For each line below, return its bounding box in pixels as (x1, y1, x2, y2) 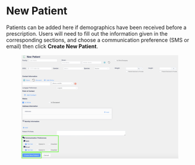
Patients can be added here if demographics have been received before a (6, 24, 187, 31)
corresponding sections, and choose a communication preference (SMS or (6, 36, 190, 43)
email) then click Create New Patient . (6, 43, 98, 50)
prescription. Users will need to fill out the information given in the (6, 30, 168, 37)
